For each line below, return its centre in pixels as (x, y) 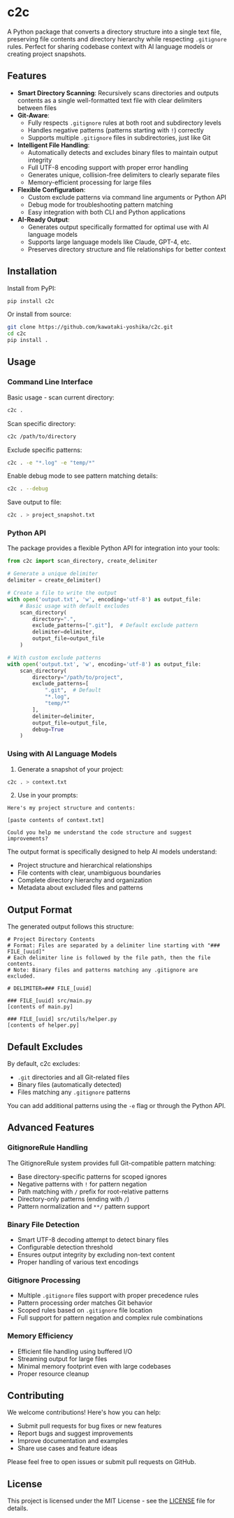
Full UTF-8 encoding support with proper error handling (108, 167)
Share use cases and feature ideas (67, 1449)
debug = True (48, 730)
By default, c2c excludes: (44, 1064)
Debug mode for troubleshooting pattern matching (100, 205)
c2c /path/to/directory (42, 436)
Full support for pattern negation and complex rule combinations (110, 1318)
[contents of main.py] (40, 1007)
